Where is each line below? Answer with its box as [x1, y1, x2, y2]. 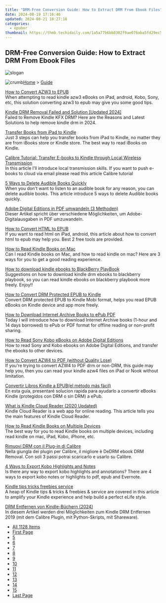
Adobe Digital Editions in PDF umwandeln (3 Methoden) [5, 205, 119, 211]
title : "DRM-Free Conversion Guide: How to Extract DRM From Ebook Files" [5, 7, 163, 12]
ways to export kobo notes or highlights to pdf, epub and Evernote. [5, 473, 141, 479]
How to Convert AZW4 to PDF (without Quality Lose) [5, 357, 112, 363]
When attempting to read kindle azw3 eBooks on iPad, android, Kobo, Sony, [5, 94, 160, 100]
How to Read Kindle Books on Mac [5, 246, 76, 252]
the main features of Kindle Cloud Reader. [5, 413, 90, 419]
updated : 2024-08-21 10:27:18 [5, 16, 68, 21]
